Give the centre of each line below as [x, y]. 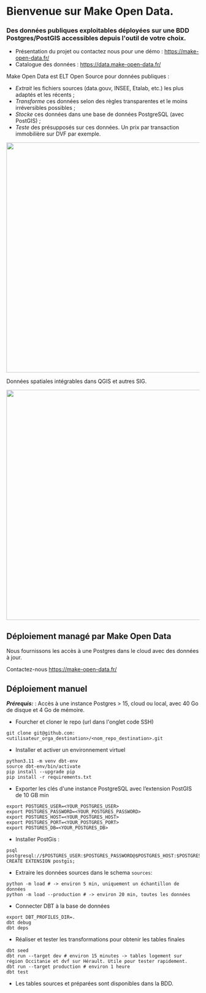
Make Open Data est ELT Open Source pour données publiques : [88, 76]
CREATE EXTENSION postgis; [41, 861]
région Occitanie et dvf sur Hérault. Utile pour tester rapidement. [97, 962]
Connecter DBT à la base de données [63, 906]
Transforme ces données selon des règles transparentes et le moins [101, 101]
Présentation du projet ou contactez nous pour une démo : [89, 52]
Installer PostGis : [37, 840]
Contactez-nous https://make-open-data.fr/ [62, 670]
